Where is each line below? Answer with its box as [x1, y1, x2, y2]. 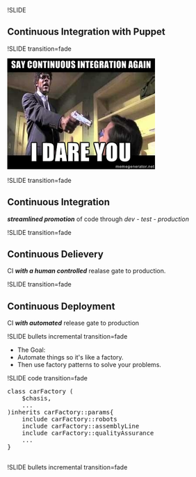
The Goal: [17, 346, 46, 354]
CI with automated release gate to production [7, 319, 140, 328]
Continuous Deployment [7, 300, 115, 312]
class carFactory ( [7, 387, 74, 396]
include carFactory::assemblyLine [22, 422, 140, 430]
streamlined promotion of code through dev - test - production [7, 215, 190, 223]
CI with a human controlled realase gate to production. [7, 267, 166, 275]
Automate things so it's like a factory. [17, 353, 124, 362]
